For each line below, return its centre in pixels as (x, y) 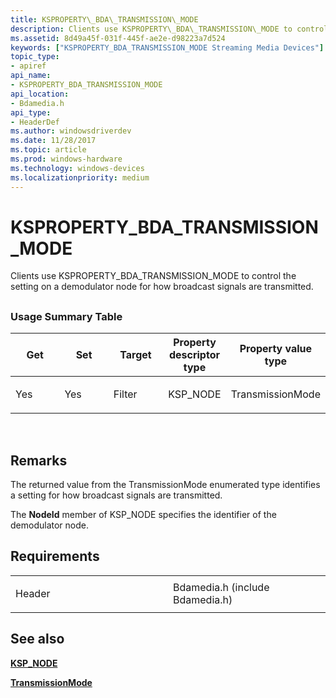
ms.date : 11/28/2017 (53, 141)
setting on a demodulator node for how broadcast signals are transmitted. (162, 287)
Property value (276, 349)
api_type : (31, 112)
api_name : (31, 76)
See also (37, 639)
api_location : (40, 94)
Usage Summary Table (66, 316)
